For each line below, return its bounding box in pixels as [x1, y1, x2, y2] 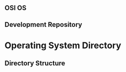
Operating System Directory [4, 40, 122, 51]
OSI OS [4, 4, 26, 12]
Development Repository [4, 20, 82, 29]
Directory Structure [4, 59, 66, 68]
